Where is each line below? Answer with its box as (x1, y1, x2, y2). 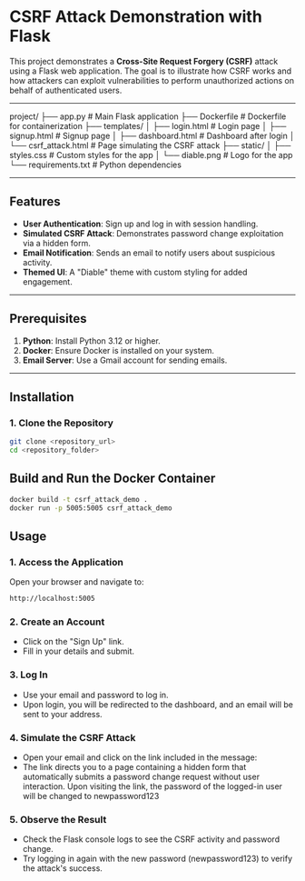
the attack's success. (22, 863, 103, 874)
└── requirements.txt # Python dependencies (9, 159, 182, 170)
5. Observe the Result (9, 813, 107, 826)
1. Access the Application (9, 556, 124, 568)
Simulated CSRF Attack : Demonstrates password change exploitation (22, 227, 284, 238)
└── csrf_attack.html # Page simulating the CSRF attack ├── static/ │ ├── (9, 139, 291, 151)
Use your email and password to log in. (22, 689, 170, 700)
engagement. (22, 275, 73, 287)
